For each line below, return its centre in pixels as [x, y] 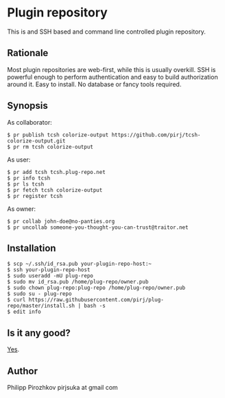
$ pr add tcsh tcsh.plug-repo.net [57, 172]
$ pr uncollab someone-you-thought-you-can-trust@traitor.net [98, 227]
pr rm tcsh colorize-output [54, 147]
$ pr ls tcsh [26, 184]
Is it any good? [39, 333]
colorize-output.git [37, 141]
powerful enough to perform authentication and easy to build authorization [113, 77]
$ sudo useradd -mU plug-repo [50, 276]
